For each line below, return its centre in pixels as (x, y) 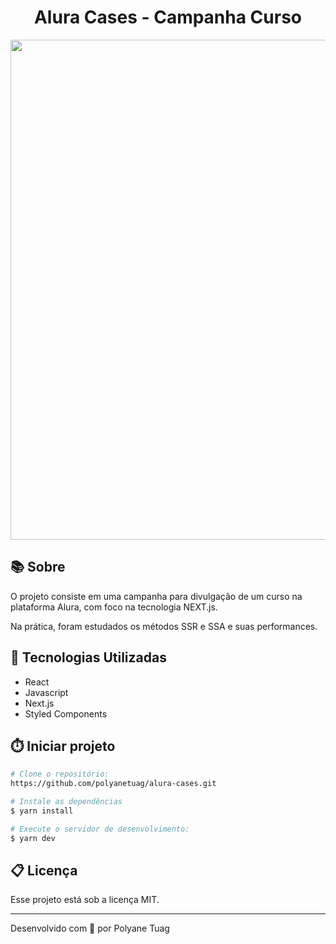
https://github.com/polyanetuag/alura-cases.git (113, 784)
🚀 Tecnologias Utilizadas (88, 657)
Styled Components (66, 713)
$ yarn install (42, 811)
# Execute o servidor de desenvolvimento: (100, 829)
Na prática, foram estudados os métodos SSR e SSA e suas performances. (164, 626)
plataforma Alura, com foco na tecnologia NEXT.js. (114, 607)
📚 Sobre (38, 567)
